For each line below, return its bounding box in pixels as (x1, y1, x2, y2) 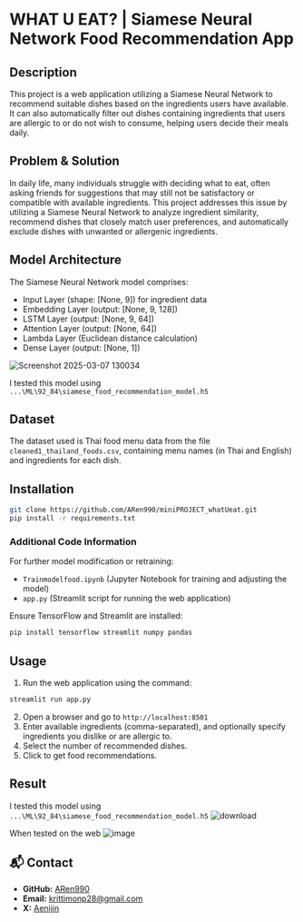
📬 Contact (9, 855, 73, 871)
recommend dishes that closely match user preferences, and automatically (9, 216, 288, 227)
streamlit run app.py (9, 695, 92, 704)
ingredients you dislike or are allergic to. (22, 730, 172, 741)
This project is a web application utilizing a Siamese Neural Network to (9, 89, 274, 99)
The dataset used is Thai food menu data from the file (9, 436, 210, 447)
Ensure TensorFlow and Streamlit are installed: (9, 610, 183, 621)
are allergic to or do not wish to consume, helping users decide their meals (9, 118, 288, 128)
